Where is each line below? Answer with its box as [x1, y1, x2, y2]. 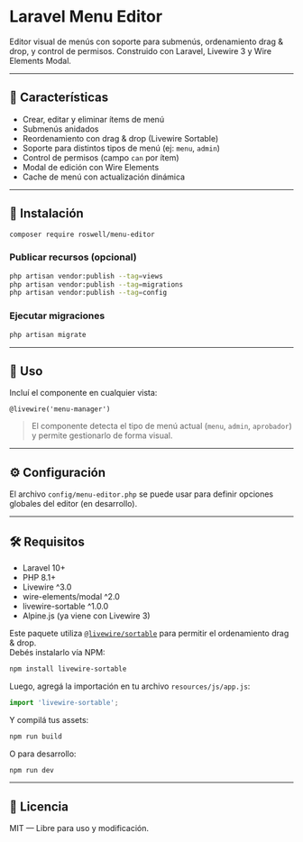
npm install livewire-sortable [9, 664, 127, 673]
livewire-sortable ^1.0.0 [22, 600, 109, 611]
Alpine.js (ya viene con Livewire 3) [22, 610, 151, 621]
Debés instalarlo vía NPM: [9, 646, 106, 657]
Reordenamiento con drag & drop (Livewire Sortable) [22, 133, 219, 143]
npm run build [9, 732, 63, 741]
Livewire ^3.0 [22, 581, 72, 592]
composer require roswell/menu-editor [9, 230, 155, 239]
